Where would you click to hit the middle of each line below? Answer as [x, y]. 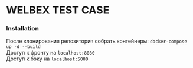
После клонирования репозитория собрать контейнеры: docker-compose [97, 41]
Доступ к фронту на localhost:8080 [50, 53]
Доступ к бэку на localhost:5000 [47, 59]
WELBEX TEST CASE [58, 10]
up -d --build [24, 47]
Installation [23, 29]
